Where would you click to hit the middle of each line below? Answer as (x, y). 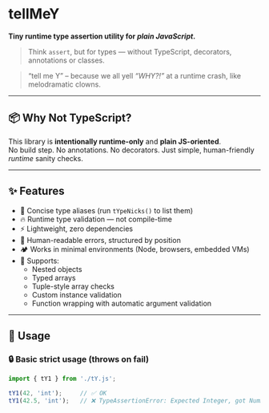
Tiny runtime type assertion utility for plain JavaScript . (102, 36)
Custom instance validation (76, 294)
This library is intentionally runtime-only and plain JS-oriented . (115, 141)
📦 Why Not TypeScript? (70, 118)
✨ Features (36, 191)
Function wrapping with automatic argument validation (122, 303)
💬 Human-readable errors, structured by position (100, 240)
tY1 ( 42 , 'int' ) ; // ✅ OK (58, 394)
